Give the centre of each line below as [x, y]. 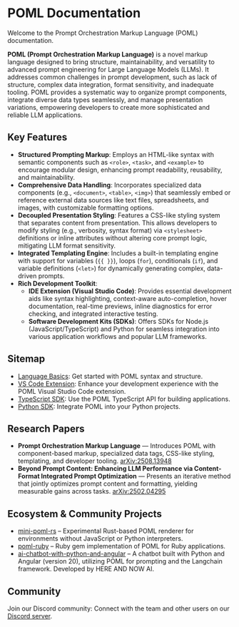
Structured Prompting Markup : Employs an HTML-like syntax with [116, 154]
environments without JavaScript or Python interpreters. [100, 539]
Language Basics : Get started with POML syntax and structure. [110, 376]
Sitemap [26, 359]
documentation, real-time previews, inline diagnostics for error [120, 306]
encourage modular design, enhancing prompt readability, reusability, [120, 170]
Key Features [37, 137]
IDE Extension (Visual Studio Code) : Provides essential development [130, 291]
